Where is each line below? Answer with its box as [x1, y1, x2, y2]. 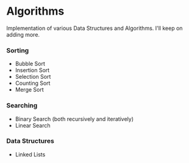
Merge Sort [15, 86, 44, 93]
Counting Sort [15, 79, 51, 87]
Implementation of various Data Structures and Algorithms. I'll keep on [6, 24, 183, 32]
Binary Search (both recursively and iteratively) [15, 115, 134, 123]
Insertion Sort [15, 67, 50, 74]
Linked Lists [15, 151, 46, 158]
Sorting [6, 46, 29, 54]
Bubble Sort [15, 60, 46, 68]
